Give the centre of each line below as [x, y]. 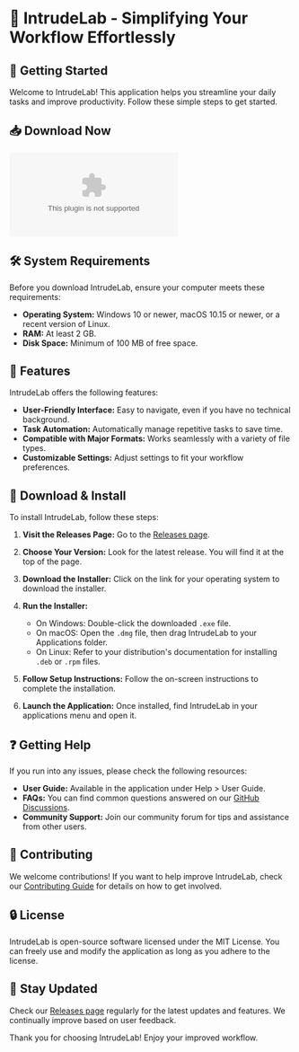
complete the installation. [69, 689]
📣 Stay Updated [54, 989]
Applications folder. [71, 642]
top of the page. [52, 561]
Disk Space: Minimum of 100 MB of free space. [110, 343]
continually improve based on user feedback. [93, 1020]
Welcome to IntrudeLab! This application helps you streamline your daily [143, 92]
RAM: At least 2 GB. [59, 333]
